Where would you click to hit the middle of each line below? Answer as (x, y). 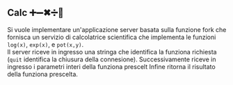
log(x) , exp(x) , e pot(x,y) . (46, 44)
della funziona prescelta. (43, 74)
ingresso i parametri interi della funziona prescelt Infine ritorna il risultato (111, 66)
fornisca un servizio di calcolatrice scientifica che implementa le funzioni (112, 37)
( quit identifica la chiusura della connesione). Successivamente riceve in (112, 59)
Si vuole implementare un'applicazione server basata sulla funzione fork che (117, 29)
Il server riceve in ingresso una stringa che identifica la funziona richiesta (112, 52)
